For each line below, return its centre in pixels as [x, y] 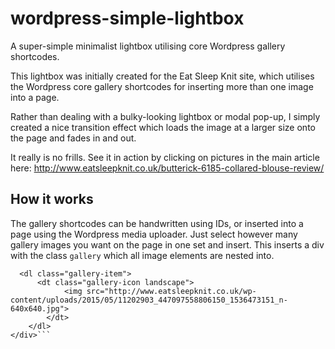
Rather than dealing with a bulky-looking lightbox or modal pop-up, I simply [165, 116]
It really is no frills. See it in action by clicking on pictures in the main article [165, 157]
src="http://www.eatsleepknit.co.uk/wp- [171, 291]
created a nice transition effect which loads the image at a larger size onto [163, 127]
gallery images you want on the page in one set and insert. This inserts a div [167, 244]
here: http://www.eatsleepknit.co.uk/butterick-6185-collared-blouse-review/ [167, 168]
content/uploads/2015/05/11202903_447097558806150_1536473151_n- [149, 300]
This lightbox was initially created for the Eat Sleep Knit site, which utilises [162, 76]
